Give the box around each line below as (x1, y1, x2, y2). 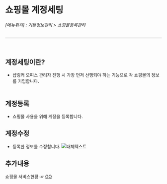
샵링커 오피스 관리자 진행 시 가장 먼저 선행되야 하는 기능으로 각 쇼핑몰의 (12, 72, 151, 78)
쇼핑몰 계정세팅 (5, 4, 64, 16)
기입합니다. (17, 78, 40, 84)
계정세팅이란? (5, 58, 45, 66)
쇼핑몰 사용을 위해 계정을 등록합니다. (12, 114, 83, 120)
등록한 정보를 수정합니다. (12, 143, 61, 149)
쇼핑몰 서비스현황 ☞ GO (5, 174, 52, 180)
